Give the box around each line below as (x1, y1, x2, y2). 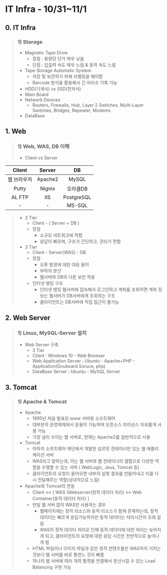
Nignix (40, 185, 55, 192)
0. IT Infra (5, 23, 36, 32)
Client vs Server (24, 155, 58, 161)
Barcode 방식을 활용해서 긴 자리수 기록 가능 (32, 79, 118, 85)
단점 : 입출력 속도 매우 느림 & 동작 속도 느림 (32, 61, 116, 68)
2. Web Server (5, 313, 51, 322)
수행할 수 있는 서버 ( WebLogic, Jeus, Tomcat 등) (41, 464, 140, 470)
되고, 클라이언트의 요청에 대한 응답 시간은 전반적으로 (45, 533, 146, 539)
